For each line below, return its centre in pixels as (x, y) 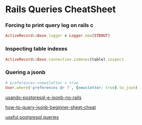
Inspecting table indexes (36, 49)
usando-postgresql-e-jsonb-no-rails (44, 97)
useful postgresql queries (32, 117)
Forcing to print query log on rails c (49, 25)
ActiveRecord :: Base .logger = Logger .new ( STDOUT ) (58, 36)
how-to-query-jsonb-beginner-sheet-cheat (51, 107)
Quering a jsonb (25, 72)
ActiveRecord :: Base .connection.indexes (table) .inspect (65, 59)
